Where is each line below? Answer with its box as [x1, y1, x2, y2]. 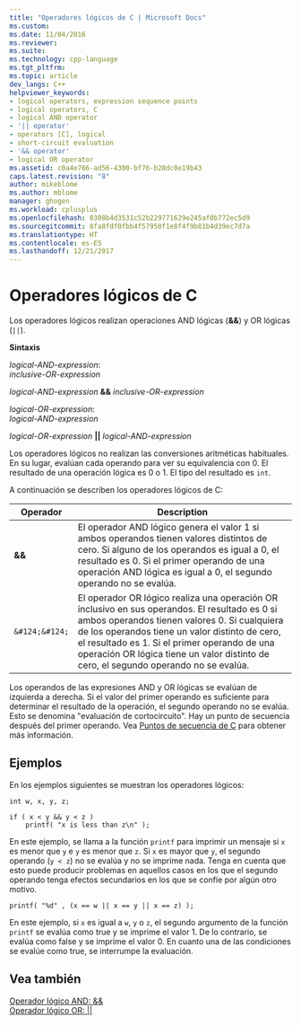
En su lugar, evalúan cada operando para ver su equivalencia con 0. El [9, 458, 269, 469]
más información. [9, 730, 73, 740]
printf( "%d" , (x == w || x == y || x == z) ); [9, 901, 194, 910]
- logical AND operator [9, 113, 99, 122]
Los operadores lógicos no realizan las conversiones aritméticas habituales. [9, 448, 289, 459]
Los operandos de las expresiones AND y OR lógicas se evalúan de [9, 682, 258, 693]
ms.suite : [9, 47, 47, 56]
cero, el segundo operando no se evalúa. [77, 659, 250, 671]
